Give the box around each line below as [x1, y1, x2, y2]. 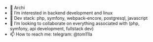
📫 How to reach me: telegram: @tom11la [9, 31, 93, 37]
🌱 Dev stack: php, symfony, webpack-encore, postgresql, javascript [9, 15, 148, 21]
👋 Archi [9, 5, 25, 10]
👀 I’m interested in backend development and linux [9, 10, 113, 16]
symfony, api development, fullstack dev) [9, 26, 94, 32]
